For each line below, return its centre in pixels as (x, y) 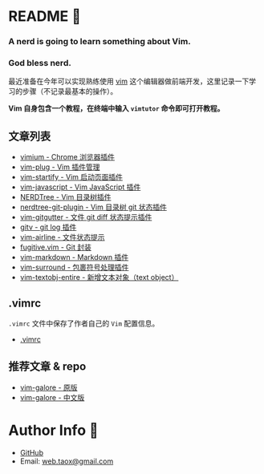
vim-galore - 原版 (49, 387)
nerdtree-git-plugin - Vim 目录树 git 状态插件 (93, 207)
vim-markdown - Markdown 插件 (74, 257)
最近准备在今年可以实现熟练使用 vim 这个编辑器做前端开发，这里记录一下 (129, 81)
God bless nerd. (40, 63)
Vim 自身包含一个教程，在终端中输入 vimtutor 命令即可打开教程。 (116, 108)
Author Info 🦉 (53, 430)
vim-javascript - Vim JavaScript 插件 (80, 187)
